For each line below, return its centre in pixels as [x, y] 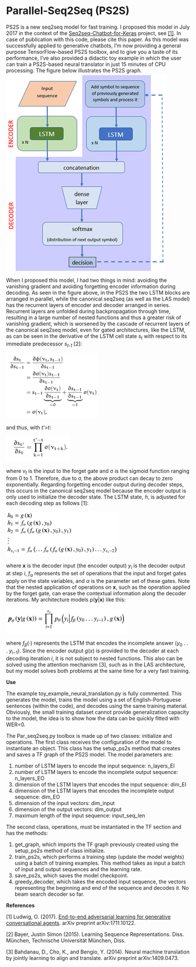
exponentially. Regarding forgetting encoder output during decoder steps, [95, 485]
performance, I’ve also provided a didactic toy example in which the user [94, 58]
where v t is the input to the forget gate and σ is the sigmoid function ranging [98, 472]
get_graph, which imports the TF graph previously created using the [97, 844]
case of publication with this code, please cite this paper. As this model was [97, 39]
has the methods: [27, 833]
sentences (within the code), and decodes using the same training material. [97, 706]
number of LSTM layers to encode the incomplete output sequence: [96, 772]
